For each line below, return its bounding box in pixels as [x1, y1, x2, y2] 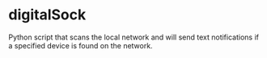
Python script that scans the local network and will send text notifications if [8, 32, 259, 42]
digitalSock [8, 6, 87, 24]
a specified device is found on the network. [8, 40, 153, 50]
